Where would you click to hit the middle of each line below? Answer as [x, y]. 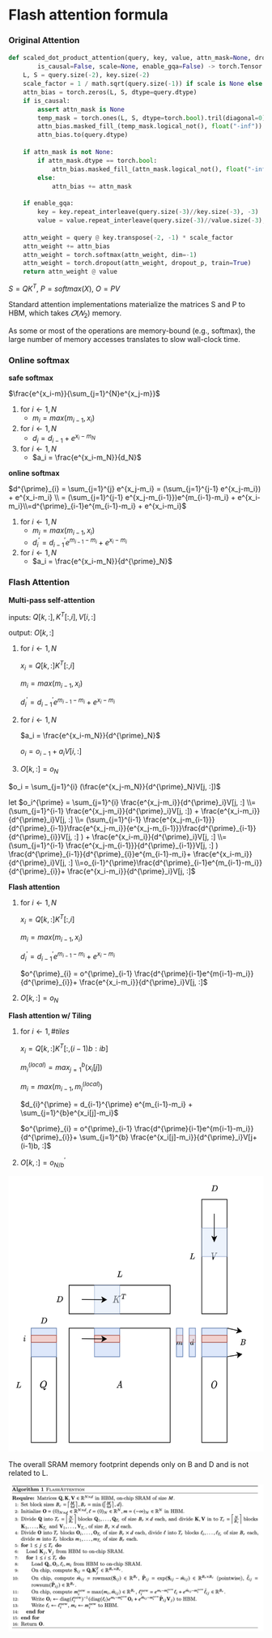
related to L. [28, 1473]
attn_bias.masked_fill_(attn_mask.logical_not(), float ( [150, 169]
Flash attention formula [88, 15]
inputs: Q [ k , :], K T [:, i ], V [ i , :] [52, 616]
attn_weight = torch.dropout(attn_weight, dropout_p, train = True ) [137, 263]
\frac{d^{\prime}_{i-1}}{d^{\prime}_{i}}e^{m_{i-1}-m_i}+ [100, 853]
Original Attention [44, 41]
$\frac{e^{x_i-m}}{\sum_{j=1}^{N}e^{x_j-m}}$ [84, 393]
